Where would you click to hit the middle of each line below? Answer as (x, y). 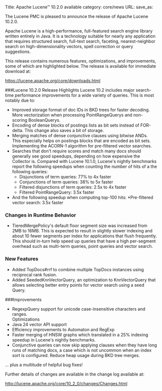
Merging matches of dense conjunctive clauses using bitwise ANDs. (80, 136)
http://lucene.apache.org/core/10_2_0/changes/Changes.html (66, 383)
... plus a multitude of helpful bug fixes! (44, 365)
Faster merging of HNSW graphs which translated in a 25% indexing (80, 335)
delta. (18, 130)
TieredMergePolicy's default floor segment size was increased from (80, 226)
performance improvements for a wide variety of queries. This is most (84, 95)
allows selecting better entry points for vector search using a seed (78, 285)
